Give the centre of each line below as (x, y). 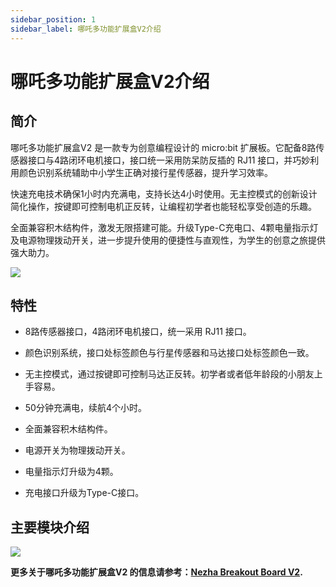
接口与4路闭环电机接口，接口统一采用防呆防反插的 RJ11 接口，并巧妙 (169, 160)
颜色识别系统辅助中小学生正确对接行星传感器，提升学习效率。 (145, 172)
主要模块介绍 (50, 527)
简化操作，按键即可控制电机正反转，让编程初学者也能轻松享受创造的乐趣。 (163, 206)
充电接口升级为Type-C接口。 (84, 493)
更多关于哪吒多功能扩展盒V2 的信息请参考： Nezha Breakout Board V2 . (156, 572)
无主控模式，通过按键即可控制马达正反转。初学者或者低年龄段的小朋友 (169, 374)
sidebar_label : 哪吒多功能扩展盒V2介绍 (86, 29)
